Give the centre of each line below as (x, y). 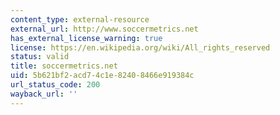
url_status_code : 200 (55, 85)
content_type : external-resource (80, 19)
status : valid (40, 57)
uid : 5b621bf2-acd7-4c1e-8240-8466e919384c (102, 76)
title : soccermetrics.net (64, 66)
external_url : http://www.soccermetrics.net (104, 29)
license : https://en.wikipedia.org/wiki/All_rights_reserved (140, 47)
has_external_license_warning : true (86, 38)
